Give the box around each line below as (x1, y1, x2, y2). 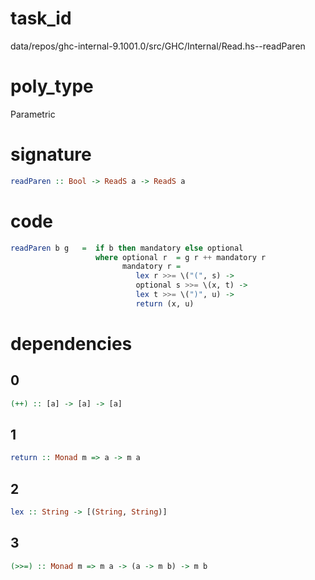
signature (10, 143, 92, 166)
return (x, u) (135, 298, 195, 309)
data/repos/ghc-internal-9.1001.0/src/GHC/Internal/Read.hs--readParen (10, 40, 306, 52)
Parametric (10, 108, 56, 120)
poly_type (10, 75, 94, 98)
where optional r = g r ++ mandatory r (95, 252, 267, 262)
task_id (10, 7, 72, 30)
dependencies (10, 332, 133, 355)
